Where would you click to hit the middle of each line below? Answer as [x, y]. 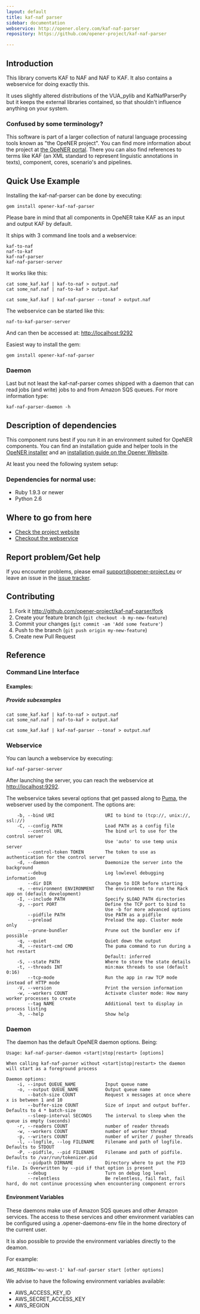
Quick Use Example [43, 181]
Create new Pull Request [45, 636]
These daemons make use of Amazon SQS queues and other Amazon [92, 1210]
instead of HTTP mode [33, 983]
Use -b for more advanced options [148, 910]
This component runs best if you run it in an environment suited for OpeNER [99, 440]
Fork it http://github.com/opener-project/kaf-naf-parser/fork [89, 611]
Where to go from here [49, 517]
